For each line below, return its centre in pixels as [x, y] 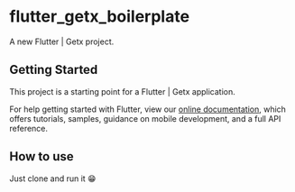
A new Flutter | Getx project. [62, 41]
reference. [28, 128]
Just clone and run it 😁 [53, 178]
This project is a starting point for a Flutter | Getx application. [123, 91]
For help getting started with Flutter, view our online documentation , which [148, 109]
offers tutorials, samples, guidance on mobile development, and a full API [145, 118]
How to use [41, 156]
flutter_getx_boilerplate [100, 17]
